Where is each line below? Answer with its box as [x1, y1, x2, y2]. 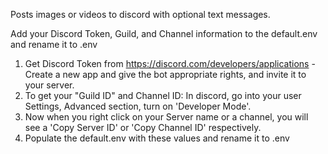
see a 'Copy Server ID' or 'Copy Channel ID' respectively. [24, 122, 262, 133]
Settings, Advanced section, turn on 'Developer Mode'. [24, 100, 252, 112]
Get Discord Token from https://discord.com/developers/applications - [24, 58, 316, 69]
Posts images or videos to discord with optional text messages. [10, 9, 271, 20]
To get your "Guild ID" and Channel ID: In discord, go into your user [24, 90, 302, 101]
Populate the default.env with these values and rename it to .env [24, 132, 290, 144]
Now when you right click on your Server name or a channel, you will [24, 111, 309, 123]
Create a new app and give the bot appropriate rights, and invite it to [24, 69, 307, 80]
